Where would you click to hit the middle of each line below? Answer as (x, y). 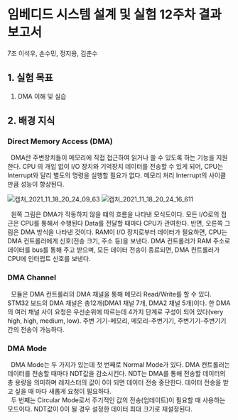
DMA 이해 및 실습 (42, 96)
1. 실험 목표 (30, 78)
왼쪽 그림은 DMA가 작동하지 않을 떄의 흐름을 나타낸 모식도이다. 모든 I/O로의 (115, 214)
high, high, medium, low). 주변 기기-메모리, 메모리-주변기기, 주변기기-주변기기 (117, 321)
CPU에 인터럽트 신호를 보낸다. (49, 259)
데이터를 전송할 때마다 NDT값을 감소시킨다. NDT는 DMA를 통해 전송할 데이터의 (117, 374)
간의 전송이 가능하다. (36, 329)
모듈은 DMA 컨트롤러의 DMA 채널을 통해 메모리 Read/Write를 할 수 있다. (111, 294)
